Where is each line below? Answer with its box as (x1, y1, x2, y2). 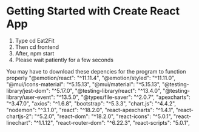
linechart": (6, 119, 32, 126)
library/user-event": (6, 93, 56, 101)
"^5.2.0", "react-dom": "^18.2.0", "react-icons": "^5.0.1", (34, 113, 172, 120)
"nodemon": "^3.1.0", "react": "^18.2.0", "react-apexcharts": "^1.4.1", (6, 106, 175, 113)
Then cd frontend (15, 43, 59, 51)
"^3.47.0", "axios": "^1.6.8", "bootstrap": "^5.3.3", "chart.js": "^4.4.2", (6, 99, 177, 107)
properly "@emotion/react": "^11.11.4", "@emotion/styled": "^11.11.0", (6, 74, 176, 81)
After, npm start (15, 49, 55, 57)
